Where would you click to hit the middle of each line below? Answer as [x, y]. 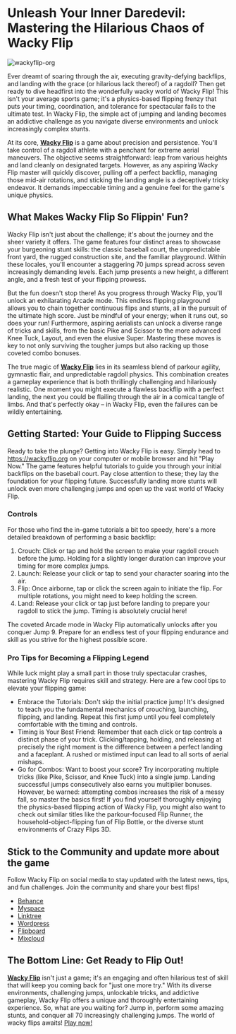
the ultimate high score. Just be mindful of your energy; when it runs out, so [118, 315]
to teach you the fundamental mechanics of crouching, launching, [113, 709]
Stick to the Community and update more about [113, 851]
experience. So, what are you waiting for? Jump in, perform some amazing [116, 1007]
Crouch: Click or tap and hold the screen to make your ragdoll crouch [118, 551]
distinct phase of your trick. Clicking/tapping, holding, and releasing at [119, 739]
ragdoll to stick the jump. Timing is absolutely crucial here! [102, 611]
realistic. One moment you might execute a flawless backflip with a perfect [116, 389]
